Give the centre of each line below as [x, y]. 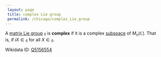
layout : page [21, 10]
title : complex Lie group [34, 14]
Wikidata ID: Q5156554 [29, 50]
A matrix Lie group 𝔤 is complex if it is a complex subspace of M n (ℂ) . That [81, 34]
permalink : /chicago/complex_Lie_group [49, 19]
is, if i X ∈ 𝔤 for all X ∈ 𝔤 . [30, 40]
